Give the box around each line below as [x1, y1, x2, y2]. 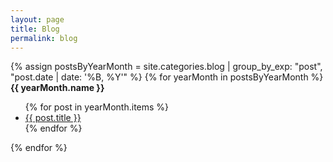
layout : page [10, 14, 65, 25]
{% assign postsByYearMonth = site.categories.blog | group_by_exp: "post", [10, 61, 323, 73]
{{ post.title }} [24, 112, 82, 124]
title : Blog [10, 24, 60, 34]
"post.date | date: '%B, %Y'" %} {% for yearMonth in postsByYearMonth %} [10, 71, 324, 83]
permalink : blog [10, 33, 78, 43]
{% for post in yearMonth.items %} [24, 101, 170, 113]
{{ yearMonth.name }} [10, 82, 105, 94]
